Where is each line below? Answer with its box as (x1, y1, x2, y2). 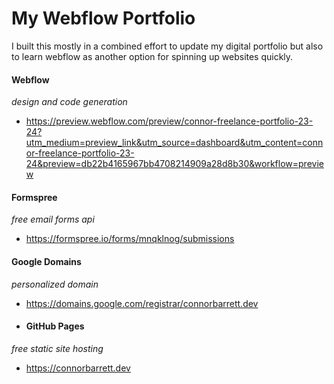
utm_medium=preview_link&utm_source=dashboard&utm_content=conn (25, 137, 324, 149)
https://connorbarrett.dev (25, 362, 131, 374)
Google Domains (11, 255, 82, 267)
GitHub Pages (25, 320, 85, 332)
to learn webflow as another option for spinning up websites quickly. (11, 50, 294, 62)
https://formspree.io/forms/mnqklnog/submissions (25, 233, 235, 245)
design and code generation (11, 96, 128, 108)
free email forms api (11, 213, 95, 226)
